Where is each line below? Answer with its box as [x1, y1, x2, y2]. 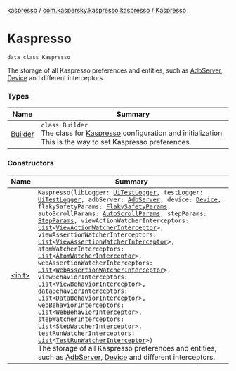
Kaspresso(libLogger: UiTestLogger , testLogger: [37, 188, 204, 196]
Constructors [7, 158, 54, 168]
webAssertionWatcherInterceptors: [37, 258, 153, 267]
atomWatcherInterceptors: [37, 244, 125, 253]
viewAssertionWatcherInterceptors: [37, 230, 157, 239]
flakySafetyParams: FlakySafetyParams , [37, 202, 171, 210]
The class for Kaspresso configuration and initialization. [41, 128, 225, 138]
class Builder [41, 121, 88, 130]
